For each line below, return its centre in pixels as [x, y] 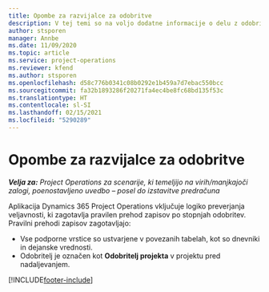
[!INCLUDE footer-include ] [51, 280]
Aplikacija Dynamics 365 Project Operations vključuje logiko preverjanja [127, 206]
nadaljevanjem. [45, 264]
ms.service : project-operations [62, 61]
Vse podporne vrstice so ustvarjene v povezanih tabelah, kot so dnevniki [140, 238]
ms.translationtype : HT [48, 98]
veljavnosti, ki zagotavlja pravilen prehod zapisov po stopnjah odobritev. [127, 214]
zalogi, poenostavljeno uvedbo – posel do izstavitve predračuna [114, 190]
